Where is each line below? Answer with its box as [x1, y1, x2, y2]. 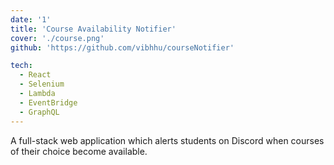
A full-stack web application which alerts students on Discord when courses [10, 134, 325, 146]
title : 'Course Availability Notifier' [10, 24, 177, 34]
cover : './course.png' [10, 33, 105, 43]
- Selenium [19, 79, 65, 90]
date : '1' [10, 14, 52, 25]
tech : [10, 61, 33, 71]
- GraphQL [19, 107, 60, 117]
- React [19, 70, 52, 80]
